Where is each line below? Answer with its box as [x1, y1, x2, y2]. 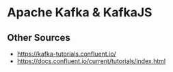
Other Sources [7, 32, 70, 43]
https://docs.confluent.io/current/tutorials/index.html [16, 57, 166, 65]
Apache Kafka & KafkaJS [7, 5, 152, 20]
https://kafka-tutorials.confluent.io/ [16, 50, 116, 58]
